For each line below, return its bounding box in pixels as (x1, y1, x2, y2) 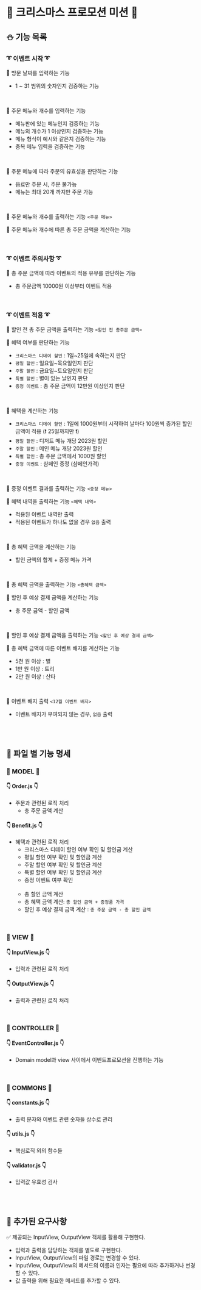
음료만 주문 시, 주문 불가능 (15, 181, 77, 188)
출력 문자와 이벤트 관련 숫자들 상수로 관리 (15, 1116, 113, 1123)
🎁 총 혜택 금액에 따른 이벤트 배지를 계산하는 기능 (6, 645, 120, 652)
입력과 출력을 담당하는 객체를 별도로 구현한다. (15, 1246, 123, 1253)
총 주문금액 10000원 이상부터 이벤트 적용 (15, 282, 112, 290)
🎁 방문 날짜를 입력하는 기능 (6, 69, 70, 76)
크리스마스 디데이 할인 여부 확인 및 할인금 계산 (24, 846, 133, 853)
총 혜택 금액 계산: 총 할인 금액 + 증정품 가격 (24, 898, 124, 906)
